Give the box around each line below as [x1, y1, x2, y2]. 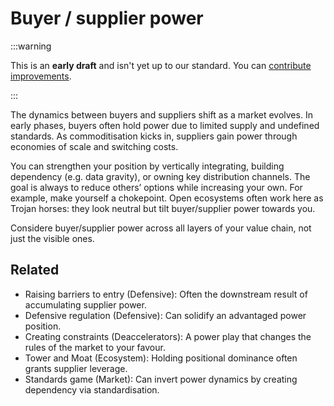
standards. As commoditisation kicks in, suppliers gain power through [10, 130, 298, 142]
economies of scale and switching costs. [10, 140, 179, 152]
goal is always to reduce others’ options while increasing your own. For [10, 181, 303, 193]
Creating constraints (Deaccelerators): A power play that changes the [24, 330, 312, 342]
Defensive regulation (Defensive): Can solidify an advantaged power [24, 309, 307, 321]
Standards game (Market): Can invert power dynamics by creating [24, 373, 298, 385]
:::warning [10, 40, 52, 52]
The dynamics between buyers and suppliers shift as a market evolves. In [10, 108, 313, 121]
